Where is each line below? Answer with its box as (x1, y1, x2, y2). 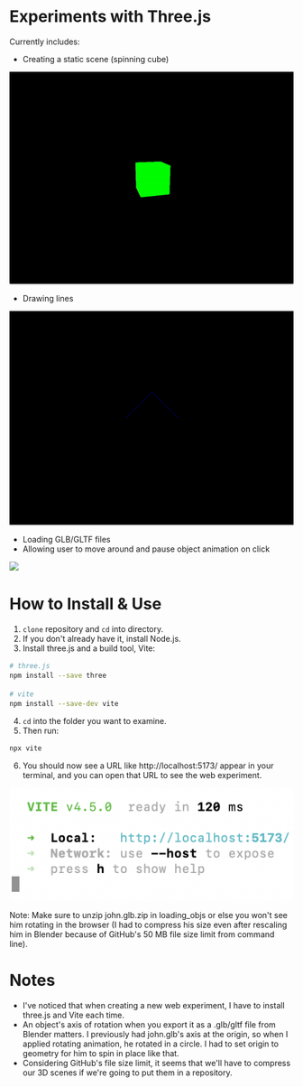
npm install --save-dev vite (9, 700, 119, 709)
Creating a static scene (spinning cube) (22, 53, 170, 64)
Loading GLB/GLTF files (22, 534, 111, 544)
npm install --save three (9, 671, 106, 680)
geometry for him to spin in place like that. (22, 1047, 179, 1058)
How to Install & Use (9, 593, 162, 614)
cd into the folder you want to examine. (22, 716, 167, 727)
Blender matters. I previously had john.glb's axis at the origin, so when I (22, 1028, 289, 1039)
